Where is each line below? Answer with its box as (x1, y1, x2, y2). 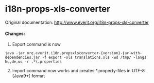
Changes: (5, 31, 25, 36)
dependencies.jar (5, 55, 40, 60)
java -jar (5, 51, 25, 56)
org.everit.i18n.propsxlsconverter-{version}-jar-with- (26, 51, 142, 56)
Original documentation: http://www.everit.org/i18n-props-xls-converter (5, 19, 149, 25)
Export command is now (12, 41, 61, 47)
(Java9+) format (12, 73, 45, 79)
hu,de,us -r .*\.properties (5, 59, 62, 64)
